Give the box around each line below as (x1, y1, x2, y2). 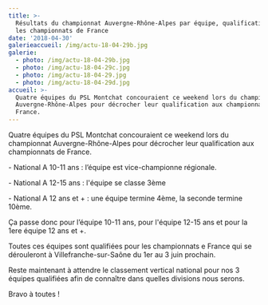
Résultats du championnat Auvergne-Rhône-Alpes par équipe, (15, 19, 219, 27)
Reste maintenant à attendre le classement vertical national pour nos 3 (8, 265, 240, 275)
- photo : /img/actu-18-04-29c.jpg (15, 64, 130, 72)
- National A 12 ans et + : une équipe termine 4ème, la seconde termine (8, 193, 243, 203)
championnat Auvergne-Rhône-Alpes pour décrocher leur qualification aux (8, 139, 254, 148)
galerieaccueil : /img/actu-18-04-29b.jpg (8, 42, 148, 50)
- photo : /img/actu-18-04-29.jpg (15, 71, 127, 79)
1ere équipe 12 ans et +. (8, 226, 86, 236)
